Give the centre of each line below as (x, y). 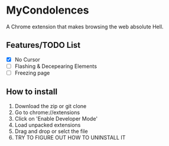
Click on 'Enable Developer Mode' (56, 118)
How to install (32, 92)
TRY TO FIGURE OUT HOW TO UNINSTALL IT (70, 137)
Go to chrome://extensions (47, 112)
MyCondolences (48, 10)
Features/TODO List (43, 45)
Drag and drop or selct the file (51, 131)
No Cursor (27, 59)
